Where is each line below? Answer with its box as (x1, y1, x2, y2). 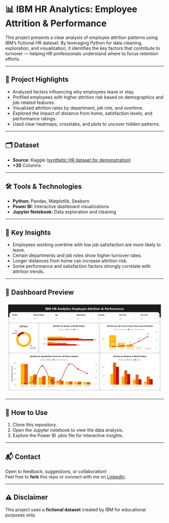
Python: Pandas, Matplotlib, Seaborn (12, 198, 90, 204)
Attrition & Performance (5, 18, 107, 29)
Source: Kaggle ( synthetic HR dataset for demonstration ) (12, 157, 131, 163)
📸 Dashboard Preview (5, 288, 74, 297)
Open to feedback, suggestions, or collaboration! (5, 468, 107, 474)
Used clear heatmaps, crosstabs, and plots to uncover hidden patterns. (12, 121, 160, 127)
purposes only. (5, 512, 36, 518)
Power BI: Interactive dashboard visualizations (12, 204, 109, 210)
